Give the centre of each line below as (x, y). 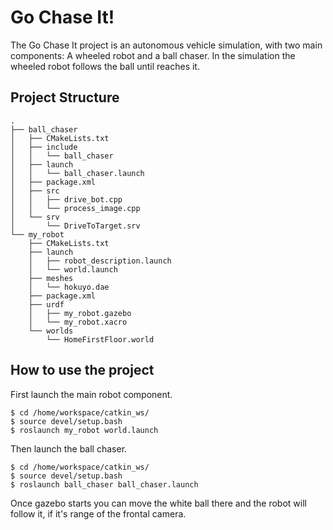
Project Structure (65, 97)
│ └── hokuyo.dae (69, 287)
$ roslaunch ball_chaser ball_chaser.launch (104, 484)
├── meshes (51, 278)
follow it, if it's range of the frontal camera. (98, 513)
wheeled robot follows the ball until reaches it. (105, 66)
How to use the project (82, 370)
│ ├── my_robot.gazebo (80, 313)
